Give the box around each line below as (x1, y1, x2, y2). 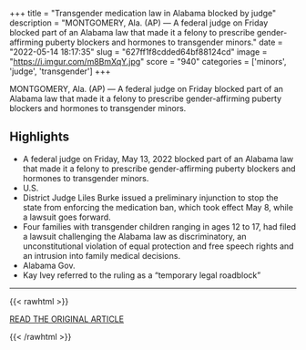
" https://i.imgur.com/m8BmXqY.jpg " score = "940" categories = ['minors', (9, 57, 287, 67)
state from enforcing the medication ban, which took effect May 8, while (22, 201, 294, 212)
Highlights (9, 129, 70, 145)
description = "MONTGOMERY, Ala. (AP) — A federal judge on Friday (9, 17, 269, 28)
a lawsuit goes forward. (22, 211, 111, 222)
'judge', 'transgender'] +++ (9, 66, 111, 77)
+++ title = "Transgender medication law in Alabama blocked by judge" (9, 8, 277, 18)
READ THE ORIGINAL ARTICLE (9, 314, 125, 324)
